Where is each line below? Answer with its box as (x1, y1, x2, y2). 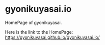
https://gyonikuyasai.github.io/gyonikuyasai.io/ (5, 34, 100, 40)
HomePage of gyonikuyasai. (5, 20, 62, 25)
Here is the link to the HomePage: (5, 29, 73, 35)
